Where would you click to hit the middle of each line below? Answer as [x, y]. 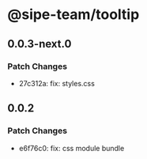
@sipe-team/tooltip [73, 15]
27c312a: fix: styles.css [57, 83]
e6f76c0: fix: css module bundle [72, 148]
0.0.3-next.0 [40, 44]
